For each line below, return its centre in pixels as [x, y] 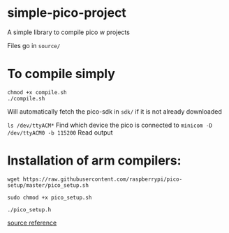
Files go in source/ [34, 45]
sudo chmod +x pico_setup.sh [50, 197]
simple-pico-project [67, 13]
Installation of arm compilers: [94, 161]
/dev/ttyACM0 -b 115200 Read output [60, 132]
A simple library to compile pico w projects [69, 32]
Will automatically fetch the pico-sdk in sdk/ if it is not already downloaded [114, 111]
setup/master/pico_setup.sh [48, 185]
